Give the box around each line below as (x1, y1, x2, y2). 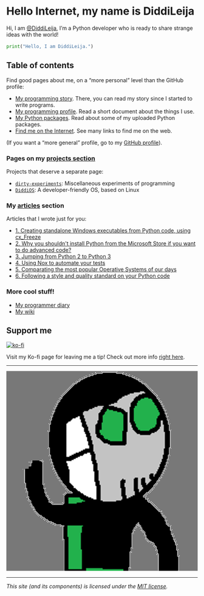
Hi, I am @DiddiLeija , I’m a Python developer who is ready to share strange (6, 24, 193, 32)
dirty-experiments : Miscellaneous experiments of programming (15, 180, 175, 187)
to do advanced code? (15, 247, 72, 254)
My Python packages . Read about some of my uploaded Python (15, 114, 175, 121)
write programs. (15, 101, 56, 108)
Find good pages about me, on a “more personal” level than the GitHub (6, 76, 184, 83)
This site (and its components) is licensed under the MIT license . (6, 583, 168, 590)
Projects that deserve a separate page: (6, 167, 104, 175)
